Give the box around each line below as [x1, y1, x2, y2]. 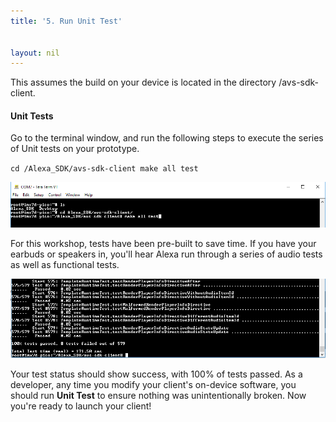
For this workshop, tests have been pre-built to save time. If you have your [10, 238, 317, 250]
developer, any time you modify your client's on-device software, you [10, 378, 297, 390]
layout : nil [10, 48, 60, 58]
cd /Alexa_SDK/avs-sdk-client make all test [10, 164, 199, 174]
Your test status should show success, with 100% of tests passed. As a [10, 368, 303, 380]
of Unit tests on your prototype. [10, 143, 140, 155]
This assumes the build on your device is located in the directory [10, 76, 277, 89]
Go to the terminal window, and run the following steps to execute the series [10, 132, 324, 144]
